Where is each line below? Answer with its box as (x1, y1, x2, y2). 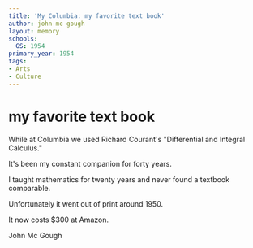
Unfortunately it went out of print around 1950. (8, 198, 164, 208)
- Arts (8, 65, 31, 73)
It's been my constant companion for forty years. (8, 159, 173, 168)
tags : (8, 58, 27, 66)
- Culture (8, 72, 42, 80)
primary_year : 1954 (8, 50, 75, 58)
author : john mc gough (8, 20, 85, 28)
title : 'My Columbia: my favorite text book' (8, 11, 165, 20)
